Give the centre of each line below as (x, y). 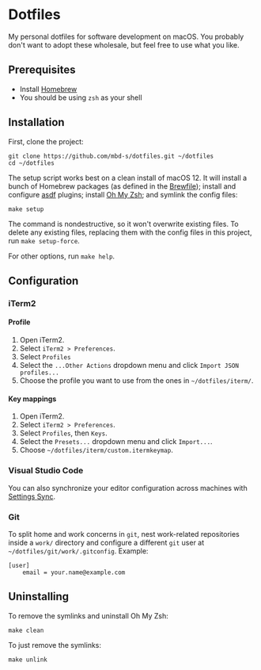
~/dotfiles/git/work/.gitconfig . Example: (78, 551)
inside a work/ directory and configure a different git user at (106, 542)
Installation (36, 123)
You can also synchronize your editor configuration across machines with (128, 488)
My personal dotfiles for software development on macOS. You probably (126, 36)
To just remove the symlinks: (55, 645)
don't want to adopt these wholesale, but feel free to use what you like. (124, 44)
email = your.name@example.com (74, 572)
